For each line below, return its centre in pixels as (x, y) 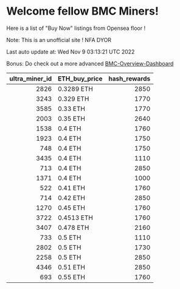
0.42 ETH (71, 198)
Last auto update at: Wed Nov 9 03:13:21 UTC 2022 (71, 52)
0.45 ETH (71, 207)
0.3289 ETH (75, 88)
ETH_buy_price (80, 79)
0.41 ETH (71, 188)
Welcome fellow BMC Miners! (83, 11)
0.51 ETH (71, 267)
